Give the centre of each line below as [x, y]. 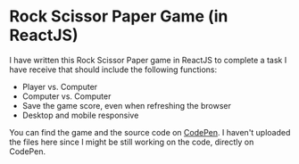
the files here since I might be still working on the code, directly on [132, 142]
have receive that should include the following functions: [113, 70]
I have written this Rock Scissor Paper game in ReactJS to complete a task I [148, 60]
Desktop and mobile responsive [80, 115]
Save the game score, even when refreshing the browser [127, 105]
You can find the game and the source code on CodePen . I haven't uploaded [150, 132]
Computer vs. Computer [66, 96]
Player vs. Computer [60, 86]
